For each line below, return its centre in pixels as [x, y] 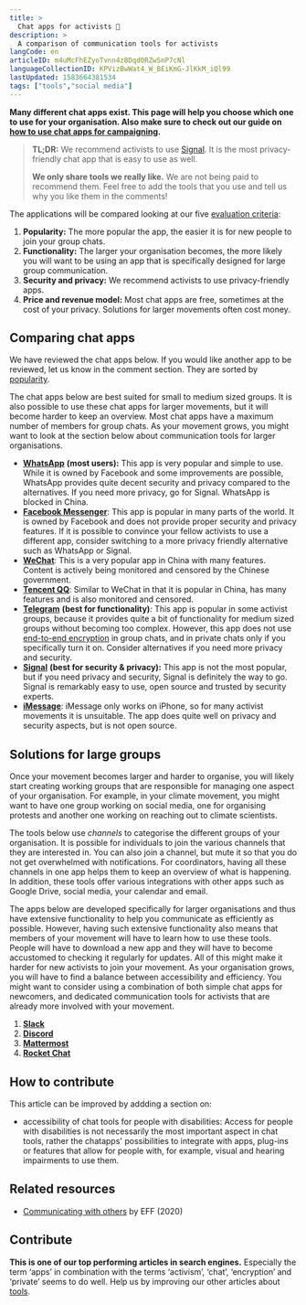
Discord [38, 1033]
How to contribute [62, 1081]
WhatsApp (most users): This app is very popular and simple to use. [153, 464]
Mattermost [46, 1043]
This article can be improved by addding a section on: [111, 1104]
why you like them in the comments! [100, 196]
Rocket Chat [47, 1054]
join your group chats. [64, 241]
